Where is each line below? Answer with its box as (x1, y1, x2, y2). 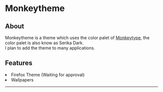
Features (5, 59, 33, 67)
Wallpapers (11, 77, 34, 82)
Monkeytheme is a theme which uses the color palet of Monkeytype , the (5, 35, 150, 40)
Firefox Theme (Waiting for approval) (11, 72, 85, 78)
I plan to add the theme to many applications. (5, 45, 96, 51)
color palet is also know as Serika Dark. (5, 40, 84, 46)
